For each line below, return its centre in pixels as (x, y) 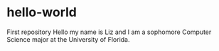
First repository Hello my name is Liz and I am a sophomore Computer (109, 32)
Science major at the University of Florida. (68, 39)
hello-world (42, 12)
